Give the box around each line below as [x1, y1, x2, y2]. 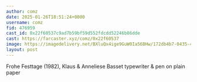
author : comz [6, 8, 38, 15]
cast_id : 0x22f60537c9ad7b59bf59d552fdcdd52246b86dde [6, 30, 141, 36]
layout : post [6, 47, 38, 53]
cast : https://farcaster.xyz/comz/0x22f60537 [6, 36, 119, 42]
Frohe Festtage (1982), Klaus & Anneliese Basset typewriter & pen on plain [6, 63, 186, 70]
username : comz [6, 19, 43, 25]
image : [6, 42, 22, 47]
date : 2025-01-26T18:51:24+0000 [6, 14, 85, 20]
